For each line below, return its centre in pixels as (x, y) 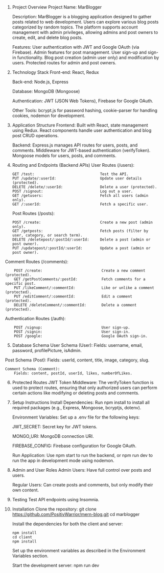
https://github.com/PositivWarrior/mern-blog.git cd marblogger (76, 514)
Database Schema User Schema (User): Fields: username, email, (77, 345)
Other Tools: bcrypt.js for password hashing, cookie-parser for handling (85, 110)
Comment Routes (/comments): (37, 262)
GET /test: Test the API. (70, 174)
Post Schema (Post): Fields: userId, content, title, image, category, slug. (77, 360)
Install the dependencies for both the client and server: (68, 524)
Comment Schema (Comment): (33, 369)
